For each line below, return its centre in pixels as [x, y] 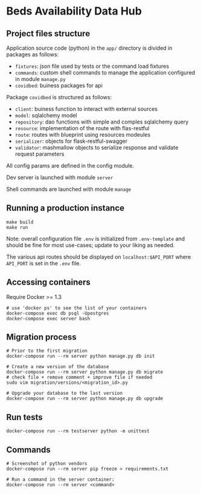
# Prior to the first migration [47, 351]
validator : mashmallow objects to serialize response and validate [97, 147]
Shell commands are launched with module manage [69, 189]
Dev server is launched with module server [60, 177]
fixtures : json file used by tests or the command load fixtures [92, 66]
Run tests [24, 417]
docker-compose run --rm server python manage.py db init [81, 356]
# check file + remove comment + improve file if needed [79, 377]
